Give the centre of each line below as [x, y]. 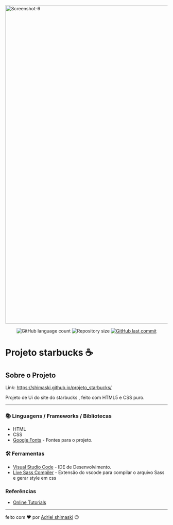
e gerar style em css [34, 478]
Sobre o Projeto [31, 375]
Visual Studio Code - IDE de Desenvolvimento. [62, 467]
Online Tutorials [29, 502]
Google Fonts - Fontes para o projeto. [53, 440]
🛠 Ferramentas [25, 454]
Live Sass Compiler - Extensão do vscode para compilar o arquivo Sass [89, 472]
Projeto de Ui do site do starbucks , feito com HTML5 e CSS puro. [75, 397]
